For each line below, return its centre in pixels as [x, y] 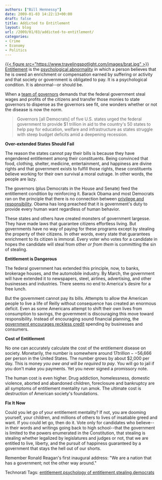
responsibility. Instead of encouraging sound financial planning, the [72, 319]
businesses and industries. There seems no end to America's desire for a [78, 283]
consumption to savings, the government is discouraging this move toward [79, 314]
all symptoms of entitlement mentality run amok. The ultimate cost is [73, 388]
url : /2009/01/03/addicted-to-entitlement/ [50, 32]
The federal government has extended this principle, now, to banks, [72, 268]
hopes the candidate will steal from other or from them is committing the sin [81, 244]
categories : [17, 37]
